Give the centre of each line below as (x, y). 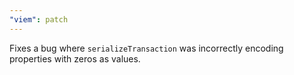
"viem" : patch (39, 19)
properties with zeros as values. (75, 58)
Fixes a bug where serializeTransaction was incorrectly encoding (146, 48)
